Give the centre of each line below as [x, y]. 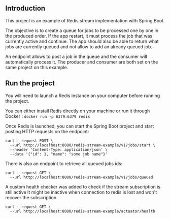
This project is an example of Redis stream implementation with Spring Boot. [85, 20]
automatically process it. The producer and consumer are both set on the [82, 62]
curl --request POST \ [29, 141]
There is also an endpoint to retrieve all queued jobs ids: [64, 163]
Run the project [30, 83]
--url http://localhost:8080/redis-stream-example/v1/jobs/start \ [83, 145]
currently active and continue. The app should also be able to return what [82, 41]
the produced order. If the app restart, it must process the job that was [79, 36]
